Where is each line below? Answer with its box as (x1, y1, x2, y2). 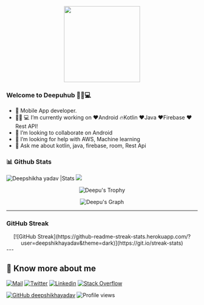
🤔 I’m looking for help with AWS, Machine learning (15, 136, 141, 143)
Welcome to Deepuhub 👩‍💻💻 (6, 91, 91, 99)
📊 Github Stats (6, 158, 52, 166)
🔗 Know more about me (6, 264, 96, 274)
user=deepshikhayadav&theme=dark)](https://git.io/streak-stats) (21, 239, 183, 247)
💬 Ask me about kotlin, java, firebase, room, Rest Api (15, 142, 147, 149)
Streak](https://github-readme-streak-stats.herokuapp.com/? (37, 233, 191, 240)
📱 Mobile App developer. (15, 107, 77, 114)
